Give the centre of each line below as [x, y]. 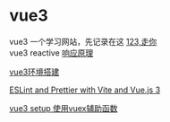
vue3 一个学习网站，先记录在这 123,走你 [83, 41]
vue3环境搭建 [34, 72]
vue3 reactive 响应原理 [51, 52]
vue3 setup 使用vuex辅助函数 [64, 108]
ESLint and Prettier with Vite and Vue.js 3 [85, 90]
